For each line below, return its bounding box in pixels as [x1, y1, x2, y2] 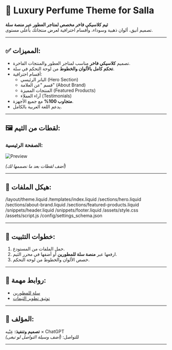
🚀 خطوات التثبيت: [5, 232, 55, 241]
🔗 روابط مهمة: [5, 276, 46, 285]
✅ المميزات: [5, 46, 41, 55]
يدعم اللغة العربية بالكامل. [12, 103, 62, 109]
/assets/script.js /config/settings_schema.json [5, 213, 102, 219]
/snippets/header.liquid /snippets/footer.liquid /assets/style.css [5, 207, 139, 214]
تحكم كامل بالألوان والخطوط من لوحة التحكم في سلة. [12, 65, 115, 72]
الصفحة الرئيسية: [5, 142, 44, 149]
